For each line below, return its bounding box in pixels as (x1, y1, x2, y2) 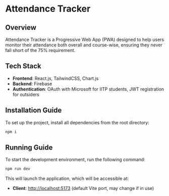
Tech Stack (5, 62, 41, 71)
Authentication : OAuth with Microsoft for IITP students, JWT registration (12, 86, 164, 92)
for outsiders (12, 91, 39, 97)
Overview (5, 23, 37, 32)
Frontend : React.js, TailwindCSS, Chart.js (12, 75, 99, 81)
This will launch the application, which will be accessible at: (5, 175, 129, 182)
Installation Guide (5, 106, 62, 115)
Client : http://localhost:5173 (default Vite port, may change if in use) (12, 185, 154, 191)
